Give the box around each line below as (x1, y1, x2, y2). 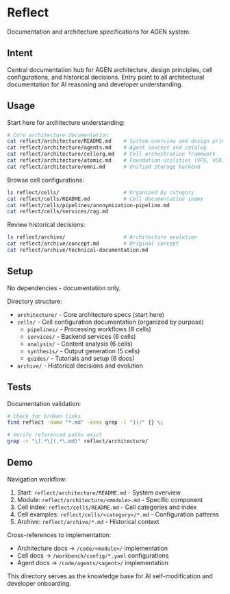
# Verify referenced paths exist (7, 431, 103, 438)
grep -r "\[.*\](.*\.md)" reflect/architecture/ (7, 438, 149, 445)
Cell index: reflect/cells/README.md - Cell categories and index (16, 503, 197, 511)
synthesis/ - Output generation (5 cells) (27, 346, 140, 355)
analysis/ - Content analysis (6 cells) (27, 340, 133, 348)
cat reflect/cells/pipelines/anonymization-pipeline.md (7, 202, 170, 209)
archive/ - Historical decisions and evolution (16, 361, 144, 370)
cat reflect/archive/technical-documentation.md (7, 247, 149, 254)
